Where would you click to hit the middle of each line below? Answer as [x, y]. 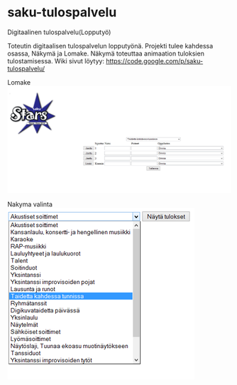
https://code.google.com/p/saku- [155, 60]
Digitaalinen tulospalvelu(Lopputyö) [59, 32]
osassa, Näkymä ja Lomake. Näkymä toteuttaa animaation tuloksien [106, 53]
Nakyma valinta [30, 204]
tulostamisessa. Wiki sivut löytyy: [56, 60]
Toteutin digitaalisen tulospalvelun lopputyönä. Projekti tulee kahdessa [110, 46]
